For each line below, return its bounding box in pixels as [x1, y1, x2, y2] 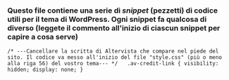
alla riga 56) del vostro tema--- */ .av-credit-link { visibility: [7, 60, 219, 67]
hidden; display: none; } [7, 66, 83, 74]
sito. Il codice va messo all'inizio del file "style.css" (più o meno [7, 54, 222, 61]
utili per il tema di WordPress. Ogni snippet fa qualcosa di [7, 14, 207, 24]
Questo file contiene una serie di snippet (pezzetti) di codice [7, 6, 218, 15]
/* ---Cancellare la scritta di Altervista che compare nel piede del [7, 48, 219, 55]
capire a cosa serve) [7, 32, 79, 41]
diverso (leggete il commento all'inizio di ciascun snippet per [7, 23, 221, 33]
